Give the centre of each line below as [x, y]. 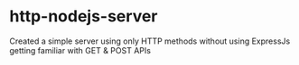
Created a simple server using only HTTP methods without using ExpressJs [150, 41]
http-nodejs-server [84, 16]
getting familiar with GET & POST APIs [80, 50]
